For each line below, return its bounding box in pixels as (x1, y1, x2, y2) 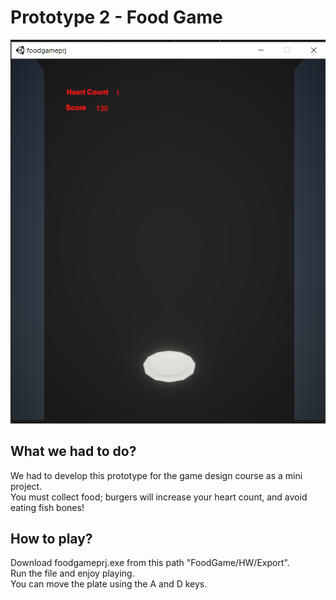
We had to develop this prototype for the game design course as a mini (10, 469, 303, 481)
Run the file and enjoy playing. (10, 567, 135, 580)
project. (10, 480, 43, 492)
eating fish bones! (10, 501, 85, 513)
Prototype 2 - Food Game (10, 6, 223, 29)
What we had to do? (10, 443, 137, 460)
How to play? (10, 530, 93, 547)
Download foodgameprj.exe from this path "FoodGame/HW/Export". (10, 557, 290, 569)
